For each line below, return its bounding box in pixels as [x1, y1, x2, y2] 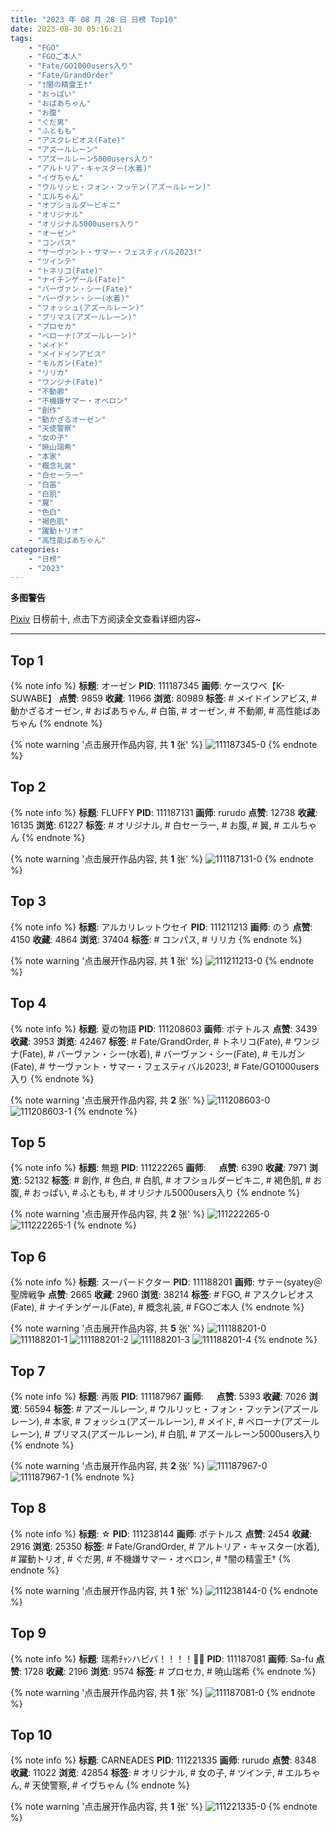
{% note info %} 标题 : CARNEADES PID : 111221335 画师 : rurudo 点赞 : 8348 [10, 1754, 317, 1766]
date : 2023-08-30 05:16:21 [10, 24, 123, 34]
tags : [10, 33, 33, 43]
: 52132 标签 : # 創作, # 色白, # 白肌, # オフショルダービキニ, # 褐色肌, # [19, 1174, 312, 1186]
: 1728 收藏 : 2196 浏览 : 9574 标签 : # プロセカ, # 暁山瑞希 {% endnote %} [19, 1665, 317, 1677]
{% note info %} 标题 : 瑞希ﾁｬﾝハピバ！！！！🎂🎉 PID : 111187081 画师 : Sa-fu [10, 1652, 314, 1665]
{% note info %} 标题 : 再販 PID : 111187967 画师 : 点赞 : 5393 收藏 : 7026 [10, 1390, 307, 1402]
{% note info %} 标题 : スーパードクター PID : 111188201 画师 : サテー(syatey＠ [10, 1276, 323, 1288]
